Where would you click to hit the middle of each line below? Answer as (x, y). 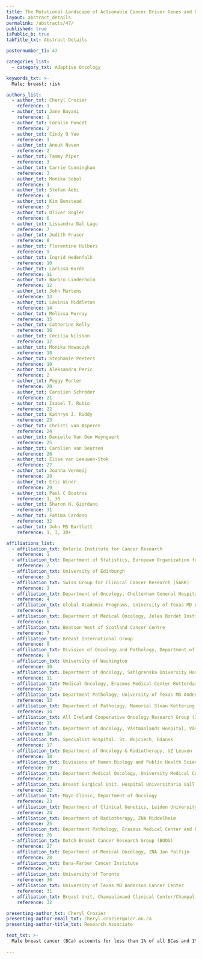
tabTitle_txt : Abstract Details (47, 40)
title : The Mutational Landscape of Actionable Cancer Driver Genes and (99, 12)
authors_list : (24, 95)
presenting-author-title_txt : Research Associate (70, 925)
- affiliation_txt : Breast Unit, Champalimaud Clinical (83, 897)
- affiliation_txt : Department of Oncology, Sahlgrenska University (99, 672)
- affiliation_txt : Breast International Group (72, 639)
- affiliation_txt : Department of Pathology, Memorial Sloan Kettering (103, 706)
